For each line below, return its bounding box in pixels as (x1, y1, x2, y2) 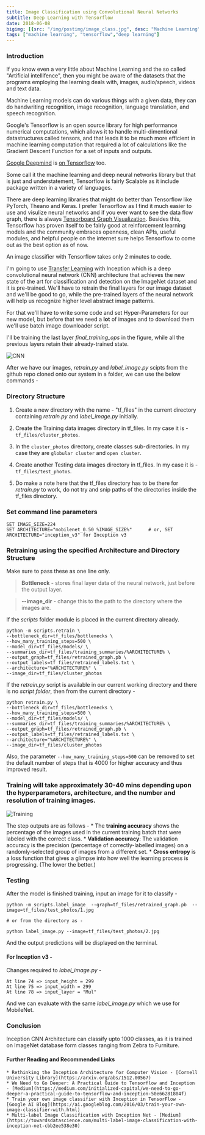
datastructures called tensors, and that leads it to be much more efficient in (6, 135, 196, 142)
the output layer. (21, 586, 63, 593)
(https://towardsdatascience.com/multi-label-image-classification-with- (6, 1117, 198, 1123)
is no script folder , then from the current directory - (6, 687, 135, 695)
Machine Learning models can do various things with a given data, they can (6, 97, 196, 104)
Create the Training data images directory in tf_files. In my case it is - (15, 424, 189, 432)
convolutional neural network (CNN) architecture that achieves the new (6, 271, 185, 279)
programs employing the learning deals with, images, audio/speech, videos (6, 79, 195, 86)
